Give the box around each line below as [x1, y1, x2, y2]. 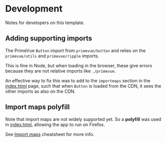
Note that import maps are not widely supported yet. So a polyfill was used [5, 116, 161, 122]
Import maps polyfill [5, 103, 70, 111]
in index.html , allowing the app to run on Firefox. [5, 121, 105, 127]
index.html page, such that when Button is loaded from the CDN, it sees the [5, 83, 161, 89]
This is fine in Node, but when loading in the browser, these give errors [5, 62, 152, 68]
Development [5, 3, 63, 15]
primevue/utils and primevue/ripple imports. [5, 53, 100, 59]
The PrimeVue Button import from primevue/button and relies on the [5, 47, 146, 53]
